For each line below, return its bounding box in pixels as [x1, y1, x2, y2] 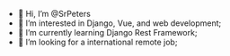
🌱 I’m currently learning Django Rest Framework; [17, 28, 198, 37]
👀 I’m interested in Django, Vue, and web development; [17, 18, 222, 28]
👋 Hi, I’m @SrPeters [17, 9, 92, 19]
